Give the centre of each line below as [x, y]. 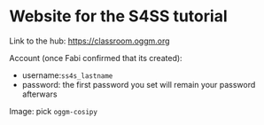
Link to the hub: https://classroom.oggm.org [89, 41]
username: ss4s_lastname [67, 75]
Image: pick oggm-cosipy [53, 111]
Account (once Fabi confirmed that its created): [96, 58]
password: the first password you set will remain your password [139, 84]
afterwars [39, 94]
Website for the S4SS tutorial [118, 16]
